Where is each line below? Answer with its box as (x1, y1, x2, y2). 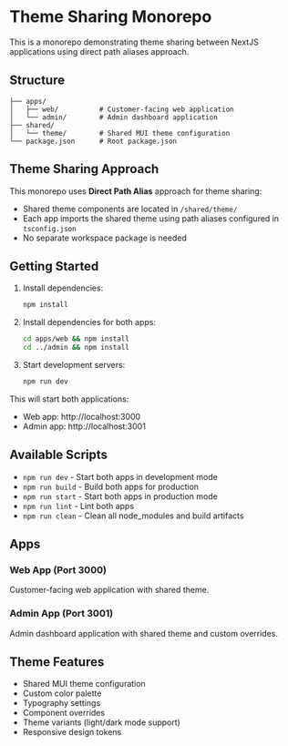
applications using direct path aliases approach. (9, 46, 190, 56)
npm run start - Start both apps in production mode (22, 490, 219, 502)
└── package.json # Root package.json (9, 137, 178, 146)
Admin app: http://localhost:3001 (22, 421, 146, 432)
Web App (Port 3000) (9, 564, 108, 576)
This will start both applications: (9, 393, 129, 404)
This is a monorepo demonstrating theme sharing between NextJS (9, 36, 260, 47)
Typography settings (22, 698, 101, 709)
